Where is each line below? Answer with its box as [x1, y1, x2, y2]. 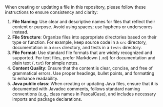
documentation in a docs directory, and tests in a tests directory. [12, 45, 142, 50]
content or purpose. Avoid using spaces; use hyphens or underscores [12, 24, 153, 30]
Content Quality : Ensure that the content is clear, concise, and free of [12, 65, 153, 71]
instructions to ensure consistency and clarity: [5, 9, 98, 15]
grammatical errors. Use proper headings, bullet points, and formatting [12, 71, 155, 76]
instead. [12, 29, 29, 35]
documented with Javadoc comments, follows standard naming [12, 86, 140, 91]
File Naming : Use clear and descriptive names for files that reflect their [12, 19, 155, 24]
